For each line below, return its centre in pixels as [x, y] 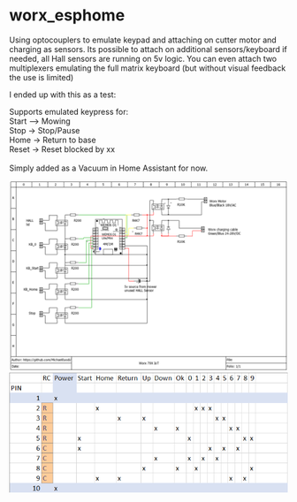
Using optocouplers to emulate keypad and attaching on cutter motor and [143, 40]
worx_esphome [67, 15]
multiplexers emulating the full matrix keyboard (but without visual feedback [148, 68]
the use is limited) [42, 77]
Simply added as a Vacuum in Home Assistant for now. [109, 168]
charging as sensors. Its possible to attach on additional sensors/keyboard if [148, 49]
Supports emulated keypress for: [69, 111]
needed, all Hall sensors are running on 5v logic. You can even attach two [143, 58]
